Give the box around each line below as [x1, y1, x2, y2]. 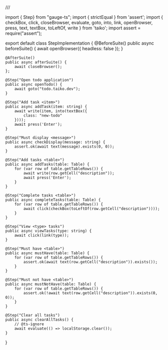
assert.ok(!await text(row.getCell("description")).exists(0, [23, 291, 158, 296]
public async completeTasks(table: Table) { [5, 197, 101, 202]
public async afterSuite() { [5, 60, 67, 65]
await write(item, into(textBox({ [14, 109, 87, 114]
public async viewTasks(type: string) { [5, 228, 92, 233]
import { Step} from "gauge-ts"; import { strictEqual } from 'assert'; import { [5, 14, 163, 20]
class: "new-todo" [23, 113, 62, 118]
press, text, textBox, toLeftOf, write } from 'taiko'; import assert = [5, 25, 141, 31]
